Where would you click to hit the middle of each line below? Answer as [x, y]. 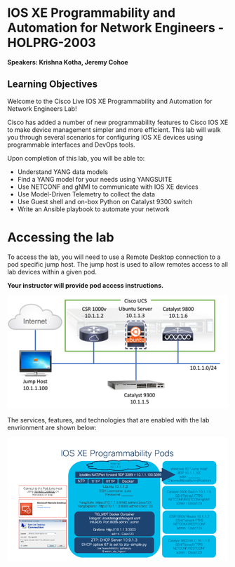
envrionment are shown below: [52, 428]
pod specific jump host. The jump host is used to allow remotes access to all [117, 264]
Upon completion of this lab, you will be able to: [76, 158]
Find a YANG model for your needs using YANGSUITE [95, 179]
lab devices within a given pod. [52, 272]
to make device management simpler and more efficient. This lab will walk [114, 129]
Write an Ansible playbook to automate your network [93, 209]
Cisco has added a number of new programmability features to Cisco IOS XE [118, 122]
